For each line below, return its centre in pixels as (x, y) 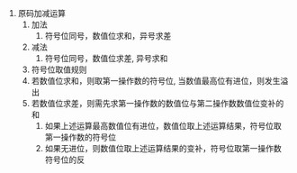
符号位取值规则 (59, 69)
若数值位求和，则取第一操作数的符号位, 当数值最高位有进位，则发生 (156, 81)
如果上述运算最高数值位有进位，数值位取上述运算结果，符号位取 (163, 126)
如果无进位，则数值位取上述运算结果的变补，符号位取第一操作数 (163, 148)
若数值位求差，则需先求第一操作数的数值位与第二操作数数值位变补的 (157, 103)
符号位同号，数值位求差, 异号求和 (106, 58)
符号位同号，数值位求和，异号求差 (108, 36)
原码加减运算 (41, 13)
